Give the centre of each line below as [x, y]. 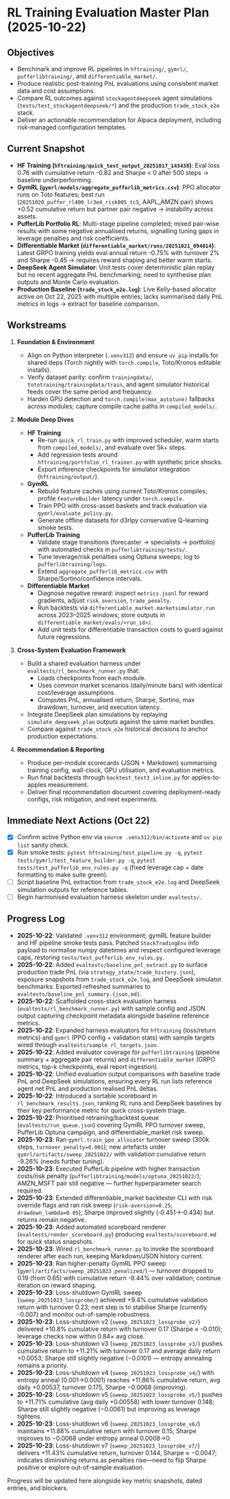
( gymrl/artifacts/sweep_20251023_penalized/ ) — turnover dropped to [115, 1271]
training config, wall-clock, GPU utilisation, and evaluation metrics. [121, 770]
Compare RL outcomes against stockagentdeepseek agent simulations [115, 98]
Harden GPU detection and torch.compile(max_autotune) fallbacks [121, 398]
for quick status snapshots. [55, 1241]
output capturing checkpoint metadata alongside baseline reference [113, 1016]
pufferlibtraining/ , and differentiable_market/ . [87, 76]
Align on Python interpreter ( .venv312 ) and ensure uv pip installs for [123, 355]
